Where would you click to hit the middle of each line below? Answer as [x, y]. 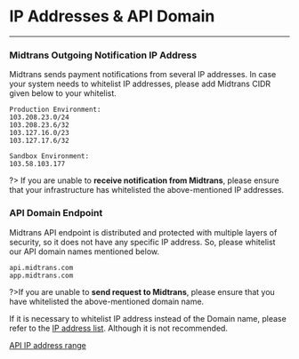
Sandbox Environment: [49, 156]
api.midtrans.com [41, 267]
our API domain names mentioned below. [85, 251]
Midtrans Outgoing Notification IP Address [103, 55]
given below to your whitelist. [63, 93]
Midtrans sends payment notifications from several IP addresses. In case [143, 75]
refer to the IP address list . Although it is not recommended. [119, 328]
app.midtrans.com [41, 275]
